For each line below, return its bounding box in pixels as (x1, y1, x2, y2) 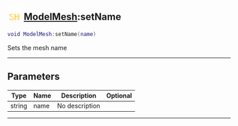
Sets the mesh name (7, 43, 67, 52)
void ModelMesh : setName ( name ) (7, 30, 97, 38)
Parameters (7, 71, 60, 83)
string (10, 102, 28, 110)
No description (57, 102, 101, 110)
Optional (106, 91, 132, 100)
